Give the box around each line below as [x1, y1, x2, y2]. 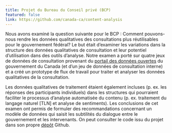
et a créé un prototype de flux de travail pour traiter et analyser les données [5, 69, 165, 75]
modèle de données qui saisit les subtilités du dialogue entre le [5, 111, 138, 117]
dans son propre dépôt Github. [5, 122, 70, 128]
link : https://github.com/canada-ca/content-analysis [5, 17, 123, 22]
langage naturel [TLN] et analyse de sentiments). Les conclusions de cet [5, 100, 159, 107]
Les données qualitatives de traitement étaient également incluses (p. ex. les [5, 84, 167, 90]
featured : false [5, 12, 40, 17]
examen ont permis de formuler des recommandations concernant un [5, 105, 152, 112]
